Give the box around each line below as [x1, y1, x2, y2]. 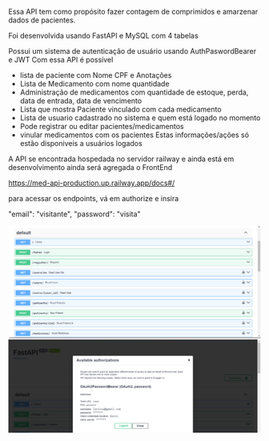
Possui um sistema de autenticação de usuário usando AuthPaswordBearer [8, 47, 257, 55]
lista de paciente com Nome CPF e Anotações [19, 71, 172, 79]
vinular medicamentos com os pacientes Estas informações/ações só [19, 130, 250, 140]
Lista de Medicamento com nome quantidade [19, 79, 170, 88]
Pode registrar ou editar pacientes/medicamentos [19, 122, 184, 131]
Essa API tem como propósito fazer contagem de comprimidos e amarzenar [8, 7, 259, 16]
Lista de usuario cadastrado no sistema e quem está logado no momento [19, 113, 261, 123]
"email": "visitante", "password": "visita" [8, 209, 142, 219]
